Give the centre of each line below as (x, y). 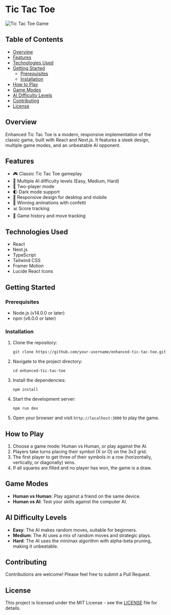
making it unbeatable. (35, 546)
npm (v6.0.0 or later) (34, 318)
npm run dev (25, 408)
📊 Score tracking (31, 209)
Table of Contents (34, 40)
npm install (25, 390)
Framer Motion (28, 266)
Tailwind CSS (27, 261)
